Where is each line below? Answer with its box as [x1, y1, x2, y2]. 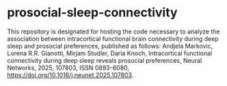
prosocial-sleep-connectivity [7, 5, 178, 20]
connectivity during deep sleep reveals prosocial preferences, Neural [7, 56, 202, 64]
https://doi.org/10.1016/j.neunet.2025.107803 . [7, 70, 134, 79]
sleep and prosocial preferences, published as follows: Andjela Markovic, [7, 42, 213, 50]
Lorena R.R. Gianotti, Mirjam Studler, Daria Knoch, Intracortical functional [7, 49, 213, 57]
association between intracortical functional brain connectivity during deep [7, 34, 219, 42]
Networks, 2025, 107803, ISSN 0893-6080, [7, 63, 130, 72]
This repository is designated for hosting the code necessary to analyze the [7, 27, 220, 35]
